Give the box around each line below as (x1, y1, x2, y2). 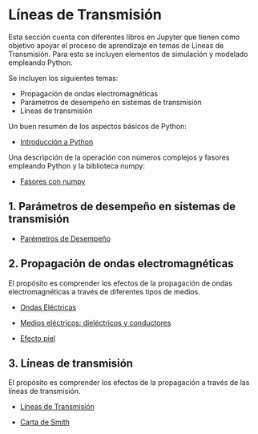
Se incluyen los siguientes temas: (8, 73, 119, 83)
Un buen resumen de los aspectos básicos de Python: (8, 121, 187, 131)
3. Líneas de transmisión (8, 356, 134, 370)
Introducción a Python (19, 136, 94, 146)
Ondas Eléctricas (19, 302, 77, 312)
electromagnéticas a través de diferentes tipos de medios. (8, 286, 200, 296)
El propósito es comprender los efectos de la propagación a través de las (8, 378, 250, 387)
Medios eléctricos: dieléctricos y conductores (19, 318, 171, 327)
